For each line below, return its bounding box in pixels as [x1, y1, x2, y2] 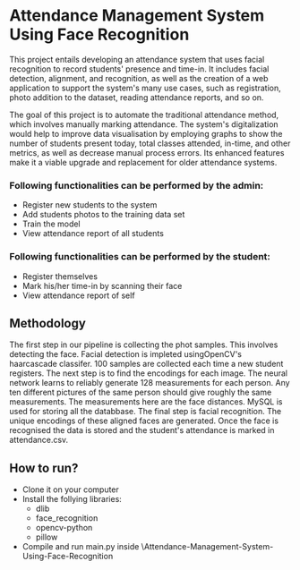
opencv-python [35, 523, 93, 533]
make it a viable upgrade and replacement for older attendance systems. [9, 157, 278, 167]
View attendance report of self [21, 290, 136, 301]
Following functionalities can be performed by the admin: [9, 179, 264, 191]
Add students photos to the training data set [21, 209, 185, 220]
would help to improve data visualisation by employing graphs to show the [9, 128, 283, 139]
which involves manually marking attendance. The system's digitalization [9, 118, 279, 130]
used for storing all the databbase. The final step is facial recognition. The [9, 406, 282, 417]
